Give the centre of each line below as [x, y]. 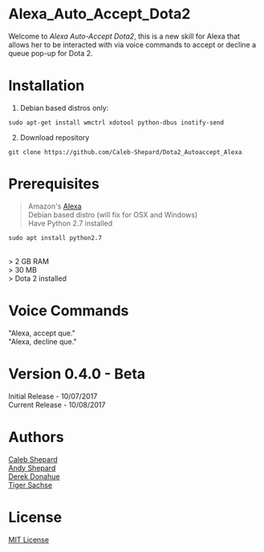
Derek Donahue [34, 476]
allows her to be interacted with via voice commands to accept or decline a [132, 44]
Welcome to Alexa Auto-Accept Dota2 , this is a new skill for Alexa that [124, 36]
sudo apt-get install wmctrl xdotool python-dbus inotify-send [116, 122]
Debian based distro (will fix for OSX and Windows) [113, 214]
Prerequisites [54, 184]
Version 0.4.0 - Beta [77, 373]
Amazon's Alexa [55, 206]
